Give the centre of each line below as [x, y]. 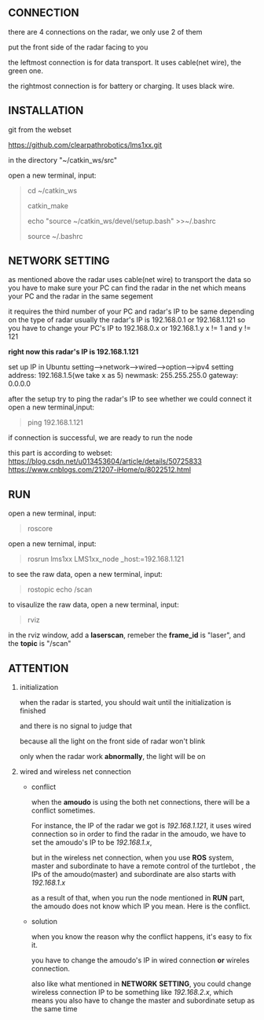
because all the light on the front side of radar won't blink [112, 741]
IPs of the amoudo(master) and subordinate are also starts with [134, 875]
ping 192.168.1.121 [55, 423]
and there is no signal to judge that [75, 726]
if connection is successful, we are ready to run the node [101, 438]
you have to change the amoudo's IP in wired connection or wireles [140, 960]
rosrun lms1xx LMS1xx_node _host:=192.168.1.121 [106, 559]
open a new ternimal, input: [52, 544]
